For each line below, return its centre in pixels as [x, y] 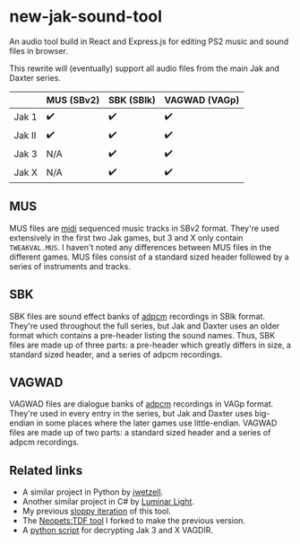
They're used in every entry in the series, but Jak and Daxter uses [131, 414]
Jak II [25, 136]
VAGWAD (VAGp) [202, 100]
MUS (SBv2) [73, 100]
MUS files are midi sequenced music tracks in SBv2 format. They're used [144, 228]
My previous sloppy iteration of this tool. [97, 511]
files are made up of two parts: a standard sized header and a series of [140, 433]
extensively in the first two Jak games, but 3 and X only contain [126, 237]
